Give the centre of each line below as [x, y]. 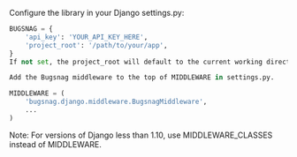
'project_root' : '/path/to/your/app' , [96, 45]
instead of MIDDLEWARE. [55, 144]
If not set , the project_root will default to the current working [136, 62]
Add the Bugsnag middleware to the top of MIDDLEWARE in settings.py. [142, 78]
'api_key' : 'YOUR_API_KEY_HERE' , [87, 37]
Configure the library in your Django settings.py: [97, 13]
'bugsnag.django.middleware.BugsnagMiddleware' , [116, 102]
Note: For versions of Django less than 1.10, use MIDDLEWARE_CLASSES [141, 135]
